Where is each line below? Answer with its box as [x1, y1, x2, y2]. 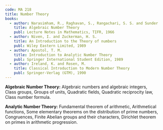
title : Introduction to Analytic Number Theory [14, 52, 112, 57]
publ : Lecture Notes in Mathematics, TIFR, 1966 [14, 30, 115, 35]
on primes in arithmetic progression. [5, 119, 78, 125]
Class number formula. [5, 94, 51, 100]
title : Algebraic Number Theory [14, 25, 80, 30]
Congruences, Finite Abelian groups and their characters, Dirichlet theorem [5, 114, 156, 120]
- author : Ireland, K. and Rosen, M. [9, 61, 86, 66]
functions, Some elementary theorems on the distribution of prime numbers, [5, 109, 159, 114]
